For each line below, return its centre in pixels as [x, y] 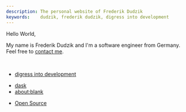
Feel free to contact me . [35, 51]
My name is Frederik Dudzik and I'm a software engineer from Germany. [93, 45]
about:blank [29, 91]
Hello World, [21, 33]
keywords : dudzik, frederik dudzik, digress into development [87, 17]
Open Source [31, 103]
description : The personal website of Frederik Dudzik [75, 11]
